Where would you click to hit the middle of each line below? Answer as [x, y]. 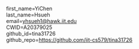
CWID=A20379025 [29, 27]
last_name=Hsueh [28, 15]
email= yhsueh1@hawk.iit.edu [41, 21]
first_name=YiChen [29, 9]
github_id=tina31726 [31, 34]
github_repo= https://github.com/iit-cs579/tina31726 [69, 40]
